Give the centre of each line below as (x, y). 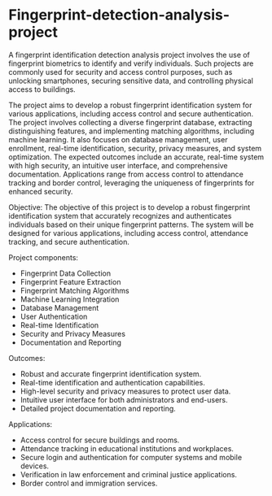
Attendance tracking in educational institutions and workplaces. (127, 448)
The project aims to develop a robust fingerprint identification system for (130, 105)
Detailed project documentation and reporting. (98, 408)
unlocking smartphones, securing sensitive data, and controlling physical (131, 80)
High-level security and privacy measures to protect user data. (125, 391)
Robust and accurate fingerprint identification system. (111, 374)
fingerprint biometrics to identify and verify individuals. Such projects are (131, 63)
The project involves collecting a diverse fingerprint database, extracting (130, 122)
